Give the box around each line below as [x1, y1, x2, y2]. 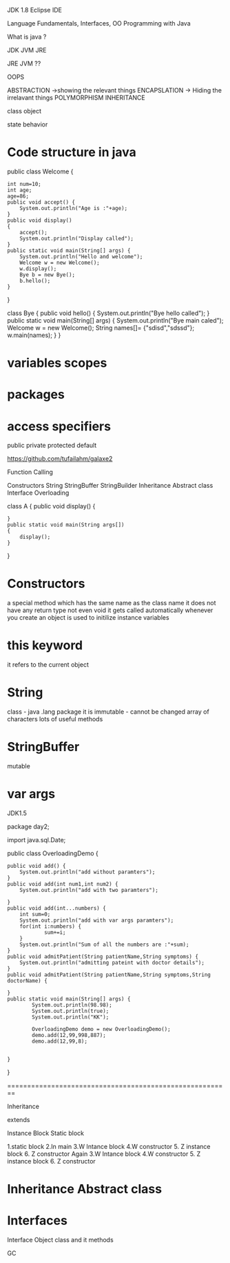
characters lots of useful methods [7, 715, 103, 723]
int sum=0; [19, 911, 51, 918]
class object [7, 107, 42, 115]
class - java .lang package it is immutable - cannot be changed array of [7, 708, 210, 716]
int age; [7, 187, 32, 193]
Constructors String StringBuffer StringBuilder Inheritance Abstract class [7, 482, 213, 490]
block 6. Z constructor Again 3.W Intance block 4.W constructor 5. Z [7, 1150, 201, 1158]
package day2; [7, 822, 50, 830]
